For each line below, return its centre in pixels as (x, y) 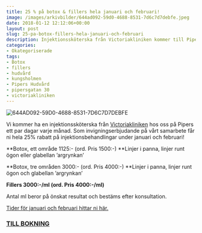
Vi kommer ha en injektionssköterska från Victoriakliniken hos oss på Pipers (100, 124)
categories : (21, 46)
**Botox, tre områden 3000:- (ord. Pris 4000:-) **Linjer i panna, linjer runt (99, 166)
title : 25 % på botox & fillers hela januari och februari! (83, 12)
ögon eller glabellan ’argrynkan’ (45, 155)
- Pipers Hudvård (28, 85)
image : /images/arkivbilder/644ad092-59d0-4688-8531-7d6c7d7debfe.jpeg (98, 17)
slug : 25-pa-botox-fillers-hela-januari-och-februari (75, 34)
